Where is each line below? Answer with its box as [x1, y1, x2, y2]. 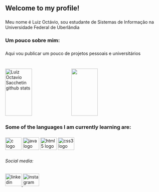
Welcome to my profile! [5, 4, 80, 13]
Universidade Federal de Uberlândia [5, 25, 80, 31]
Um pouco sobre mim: [5, 37, 60, 44]
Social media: [5, 158, 34, 164]
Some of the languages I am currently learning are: [5, 124, 131, 130]
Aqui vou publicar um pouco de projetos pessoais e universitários [5, 50, 141, 57]
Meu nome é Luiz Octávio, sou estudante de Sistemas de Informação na [5, 19, 154, 25]
